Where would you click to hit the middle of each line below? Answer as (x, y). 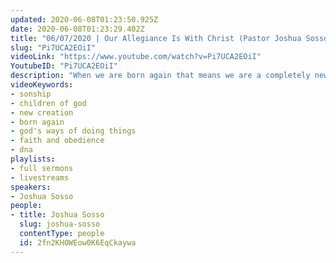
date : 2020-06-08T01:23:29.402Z (77, 29)
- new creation (42, 112)
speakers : (31, 187)
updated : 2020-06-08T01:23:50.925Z (84, 19)
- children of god (48, 103)
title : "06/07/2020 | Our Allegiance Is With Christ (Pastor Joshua (156, 38)
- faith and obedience (57, 141)
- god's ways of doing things (73, 131)
